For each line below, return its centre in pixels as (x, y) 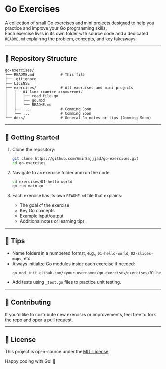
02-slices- (142, 253)
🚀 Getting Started (32, 138)
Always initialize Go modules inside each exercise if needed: (74, 264)
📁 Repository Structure (41, 59)
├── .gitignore (21, 79)
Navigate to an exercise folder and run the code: (62, 173)
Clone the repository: (34, 149)
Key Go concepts (37, 211)
